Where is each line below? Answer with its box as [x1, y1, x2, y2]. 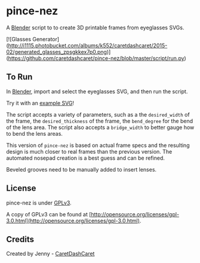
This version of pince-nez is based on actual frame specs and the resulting [6, 142, 190, 149]
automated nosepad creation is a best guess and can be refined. [6, 154, 165, 161]
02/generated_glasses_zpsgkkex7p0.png [6, 48, 107, 55]
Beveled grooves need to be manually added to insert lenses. [6, 166, 157, 173]
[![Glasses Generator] [6, 35, 60, 42]
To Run [6, 72, 33, 82]
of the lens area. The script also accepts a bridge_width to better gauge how [6, 124, 195, 131]
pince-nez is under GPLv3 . [6, 199, 72, 206]
